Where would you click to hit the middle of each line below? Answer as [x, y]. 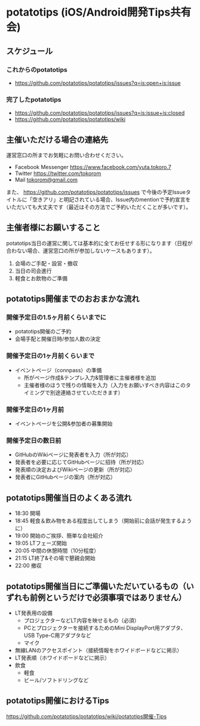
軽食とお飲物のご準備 [41, 278]
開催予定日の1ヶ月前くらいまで [50, 356]
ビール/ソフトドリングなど [56, 680]
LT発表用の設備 [33, 613]
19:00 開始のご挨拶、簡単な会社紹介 [59, 536]
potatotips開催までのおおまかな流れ [73, 299]
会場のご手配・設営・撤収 [46, 263]
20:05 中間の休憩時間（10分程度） [57, 551]
